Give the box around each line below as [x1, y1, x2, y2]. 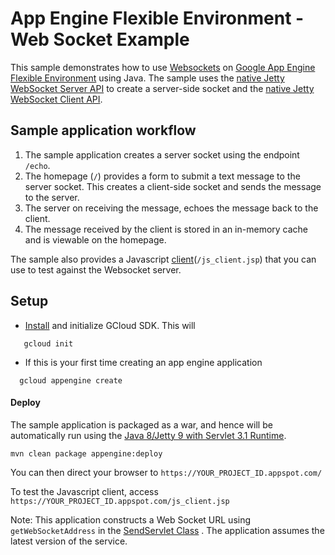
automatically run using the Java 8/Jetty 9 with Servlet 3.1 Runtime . [10, 429, 287, 441]
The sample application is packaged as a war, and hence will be [10, 418, 273, 431]
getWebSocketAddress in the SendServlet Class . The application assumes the [10, 524, 325, 536]
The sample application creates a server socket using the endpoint [24, 148, 300, 161]
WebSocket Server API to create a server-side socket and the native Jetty [10, 82, 315, 94]
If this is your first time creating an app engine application [24, 356, 263, 368]
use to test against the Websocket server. [10, 263, 182, 276]
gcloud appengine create [19, 375, 123, 386]
